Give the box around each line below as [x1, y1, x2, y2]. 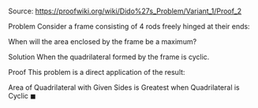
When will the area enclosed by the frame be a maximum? [8, 37, 197, 47]
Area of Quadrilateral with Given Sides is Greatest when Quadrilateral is [8, 83, 241, 92]
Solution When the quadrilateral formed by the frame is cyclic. [8, 52, 210, 61]
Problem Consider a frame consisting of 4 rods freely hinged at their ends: [8, 22, 250, 32]
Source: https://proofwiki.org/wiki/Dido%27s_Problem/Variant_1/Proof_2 [8, 6, 242, 16]
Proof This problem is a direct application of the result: [8, 68, 185, 77]
